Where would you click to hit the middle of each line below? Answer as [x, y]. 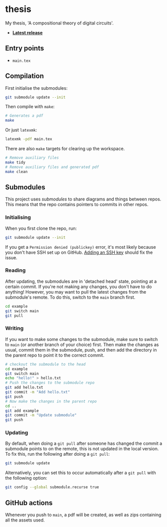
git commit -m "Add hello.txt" [38, 392]
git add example [22, 411]
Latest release [27, 32]
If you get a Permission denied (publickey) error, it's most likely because [81, 247]
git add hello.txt [24, 387]
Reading [15, 270]
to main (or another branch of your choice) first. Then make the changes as [82, 345]
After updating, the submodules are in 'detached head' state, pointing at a [81, 281]
